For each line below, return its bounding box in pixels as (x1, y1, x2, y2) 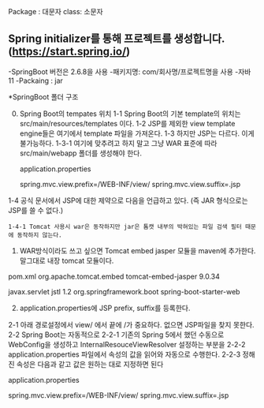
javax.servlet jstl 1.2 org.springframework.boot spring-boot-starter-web (8, 286, 240, 296)
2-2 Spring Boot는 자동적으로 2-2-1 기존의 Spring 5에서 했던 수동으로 (8, 330, 225, 339)
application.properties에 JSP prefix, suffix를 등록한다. (19, 303, 191, 313)
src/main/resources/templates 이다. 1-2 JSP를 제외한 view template (19, 118, 236, 128)
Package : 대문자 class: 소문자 (8, 7, 104, 16)
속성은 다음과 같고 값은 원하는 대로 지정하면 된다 (16, 359, 164, 369)
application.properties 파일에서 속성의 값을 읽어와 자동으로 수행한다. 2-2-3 (8, 350, 241, 359)
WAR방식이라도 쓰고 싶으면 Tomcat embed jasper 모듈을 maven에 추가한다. (19, 245, 256, 255)
